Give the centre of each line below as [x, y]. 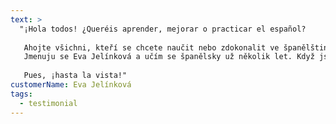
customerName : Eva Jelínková [71, 85]
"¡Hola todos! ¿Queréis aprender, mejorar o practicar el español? [163, 29]
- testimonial [48, 103]
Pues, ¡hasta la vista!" [75, 76]
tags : [21, 94]
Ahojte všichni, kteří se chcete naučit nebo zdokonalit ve [151, 47]
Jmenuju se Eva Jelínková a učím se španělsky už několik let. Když [169, 57]
